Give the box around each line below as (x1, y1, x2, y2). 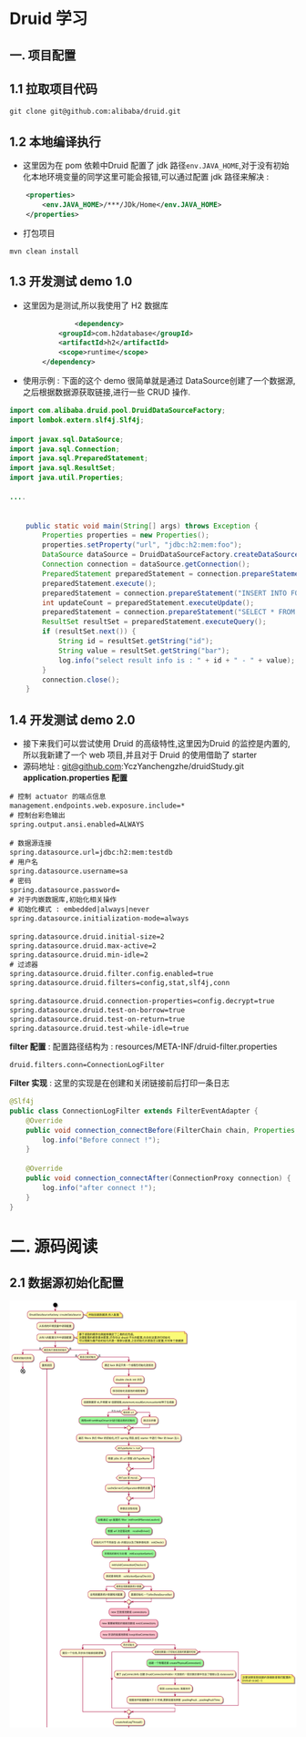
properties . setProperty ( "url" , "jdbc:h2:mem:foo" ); (42, 540, 243, 550)
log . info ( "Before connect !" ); (42, 1136, 161, 1145)
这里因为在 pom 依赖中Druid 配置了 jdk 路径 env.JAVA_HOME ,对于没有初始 (22, 160, 290, 171)
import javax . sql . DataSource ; (9, 435, 125, 444)
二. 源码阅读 (9, 1236, 98, 1257)
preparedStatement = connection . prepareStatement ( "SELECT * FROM (42, 608, 296, 617)
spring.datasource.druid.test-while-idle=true (9, 1024, 189, 1033)
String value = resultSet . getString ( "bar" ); (57, 646, 230, 655)
